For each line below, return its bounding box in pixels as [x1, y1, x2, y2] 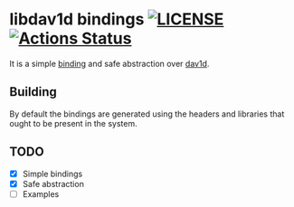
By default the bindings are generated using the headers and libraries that [9, 108, 285, 119]
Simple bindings [22, 168, 83, 179]
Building [9, 84, 57, 99]
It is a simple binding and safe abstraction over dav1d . [9, 58, 210, 69]
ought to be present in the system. [9, 118, 138, 128]
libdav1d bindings [9, 9, 145, 30]
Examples [22, 188, 60, 199]
